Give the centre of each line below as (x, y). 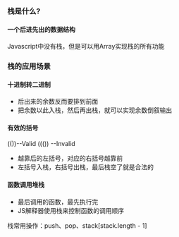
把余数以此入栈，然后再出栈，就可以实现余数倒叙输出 (95, 110)
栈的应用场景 (29, 66)
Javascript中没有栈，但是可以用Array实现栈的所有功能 (86, 47)
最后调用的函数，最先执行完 (58, 202)
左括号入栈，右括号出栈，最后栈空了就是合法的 (85, 167)
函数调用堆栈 (26, 185)
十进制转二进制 (29, 84)
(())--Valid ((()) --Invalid (41, 144)
